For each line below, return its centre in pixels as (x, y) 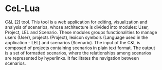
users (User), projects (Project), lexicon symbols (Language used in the (77, 37)
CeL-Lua (22, 9)
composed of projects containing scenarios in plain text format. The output (80, 48)
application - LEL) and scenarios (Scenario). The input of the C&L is (73, 42)
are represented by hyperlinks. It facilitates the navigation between (72, 58)
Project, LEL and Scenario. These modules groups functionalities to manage (81, 32)
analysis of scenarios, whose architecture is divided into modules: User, (77, 27)
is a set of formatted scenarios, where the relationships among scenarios (78, 53)
